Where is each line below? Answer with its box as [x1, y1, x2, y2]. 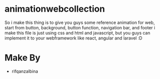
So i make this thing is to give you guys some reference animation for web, [4, 20, 155, 25]
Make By [4, 52, 41, 63]
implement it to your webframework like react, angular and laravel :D [4, 35, 142, 41]
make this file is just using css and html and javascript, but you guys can [4, 30, 150, 36]
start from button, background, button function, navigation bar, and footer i [4, 24, 155, 30]
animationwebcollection [4, 3, 105, 15]
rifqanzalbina [11, 68, 39, 74]
